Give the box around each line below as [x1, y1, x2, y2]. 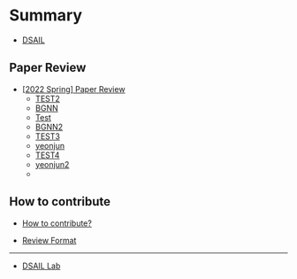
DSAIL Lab [21, 260, 61, 271]
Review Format [21, 235, 77, 245]
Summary [9, 5, 82, 26]
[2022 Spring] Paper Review [21, 83, 126, 94]
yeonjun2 [34, 159, 70, 169]
